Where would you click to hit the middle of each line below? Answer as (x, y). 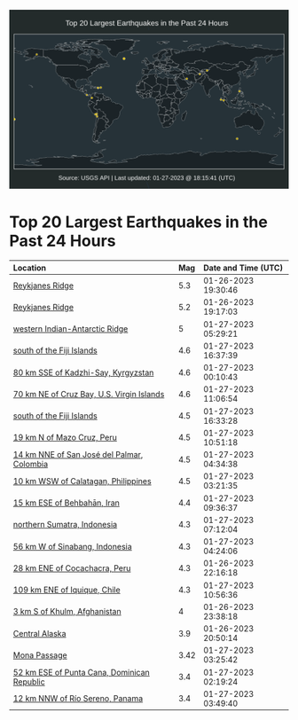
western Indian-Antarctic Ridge (71, 329)
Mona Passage (40, 655)
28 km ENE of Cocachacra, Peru (72, 567)
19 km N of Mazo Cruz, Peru (65, 438)
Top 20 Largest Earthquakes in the (138, 222)
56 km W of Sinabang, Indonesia (73, 546)
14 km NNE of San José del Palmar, (78, 455)
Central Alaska (39, 633)
